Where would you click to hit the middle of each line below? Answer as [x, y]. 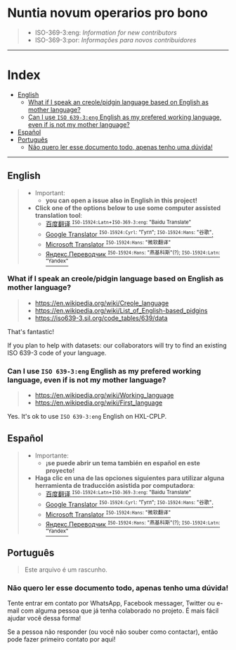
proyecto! [60, 470]
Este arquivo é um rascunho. [66, 570]
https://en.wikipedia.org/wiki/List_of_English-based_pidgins [121, 310]
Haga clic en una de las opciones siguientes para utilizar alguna [130, 478]
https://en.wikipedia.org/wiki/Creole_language [102, 303]
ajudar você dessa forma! [44, 618]
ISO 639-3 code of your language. [57, 352]
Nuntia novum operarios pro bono [108, 13]
